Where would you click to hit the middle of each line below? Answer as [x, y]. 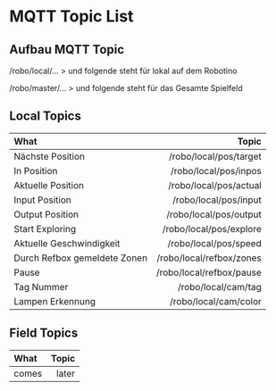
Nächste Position [49, 156]
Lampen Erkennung [55, 301]
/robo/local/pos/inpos [216, 171]
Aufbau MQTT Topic [67, 50]
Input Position [42, 200]
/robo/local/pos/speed [214, 243]
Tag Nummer [41, 287]
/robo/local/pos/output [214, 214]
